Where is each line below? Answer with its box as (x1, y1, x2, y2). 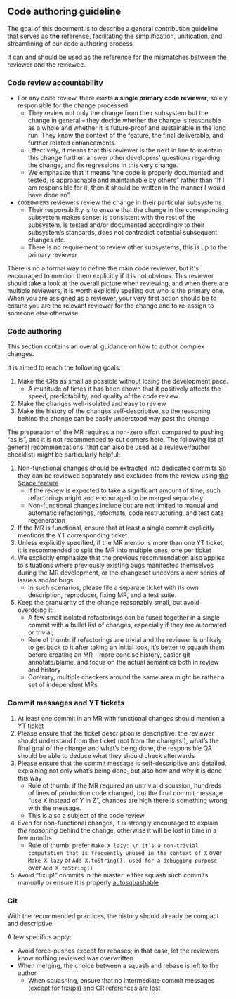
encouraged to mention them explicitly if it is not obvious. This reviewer (7, 272, 214, 280)
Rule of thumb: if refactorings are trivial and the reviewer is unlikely (27, 636, 223, 644)
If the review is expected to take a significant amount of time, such (27, 486, 221, 495)
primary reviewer (27, 251, 78, 259)
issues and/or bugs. (17, 576, 75, 585)
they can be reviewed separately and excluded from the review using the (17, 471, 229, 480)
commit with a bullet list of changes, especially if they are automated (27, 621, 227, 629)
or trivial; (27, 628, 54, 636)
